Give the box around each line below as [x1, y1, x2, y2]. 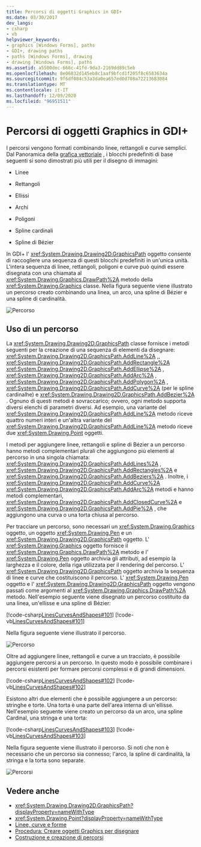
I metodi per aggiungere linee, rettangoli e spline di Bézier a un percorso [6, 441, 185, 448]
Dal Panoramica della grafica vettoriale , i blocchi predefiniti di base [6, 150, 173, 158]
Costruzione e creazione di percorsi [14, 834, 104, 841]
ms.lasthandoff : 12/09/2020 [6, 93, 77, 99]
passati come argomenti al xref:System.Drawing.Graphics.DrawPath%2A [6, 587, 186, 594]
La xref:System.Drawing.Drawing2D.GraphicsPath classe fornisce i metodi [6, 340, 190, 347]
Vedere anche [6, 786, 60, 796]
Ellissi [14, 192, 29, 199]
